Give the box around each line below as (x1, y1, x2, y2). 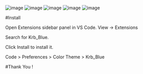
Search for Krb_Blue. (5, 34, 49, 40)
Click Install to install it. (5, 44, 53, 50)
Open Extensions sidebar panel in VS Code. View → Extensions (5, 24, 138, 30)
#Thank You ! (5, 64, 34, 69)
